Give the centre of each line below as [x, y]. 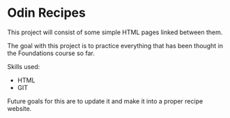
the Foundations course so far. [51, 53]
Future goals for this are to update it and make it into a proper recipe [105, 101]
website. [20, 108]
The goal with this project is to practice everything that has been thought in [115, 45]
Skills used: [24, 66]
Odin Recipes [46, 13]
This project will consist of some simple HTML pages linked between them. [115, 32]
